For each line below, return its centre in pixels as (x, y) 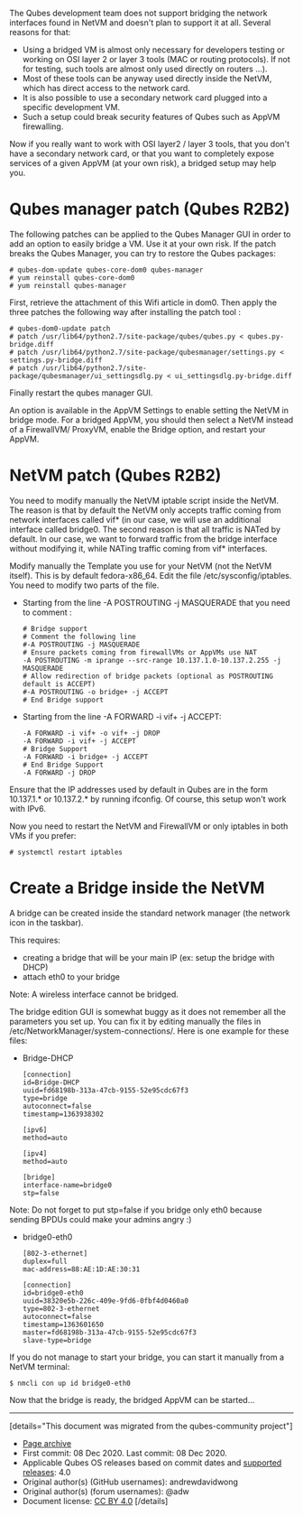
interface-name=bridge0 (67, 1185)
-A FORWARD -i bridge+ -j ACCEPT (85, 757)
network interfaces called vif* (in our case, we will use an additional (135, 519)
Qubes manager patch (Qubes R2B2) (150, 209)
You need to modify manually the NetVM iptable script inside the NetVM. (144, 500)
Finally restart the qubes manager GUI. (81, 393)
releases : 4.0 (46, 1472)
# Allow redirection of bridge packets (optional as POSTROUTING (147, 676)
